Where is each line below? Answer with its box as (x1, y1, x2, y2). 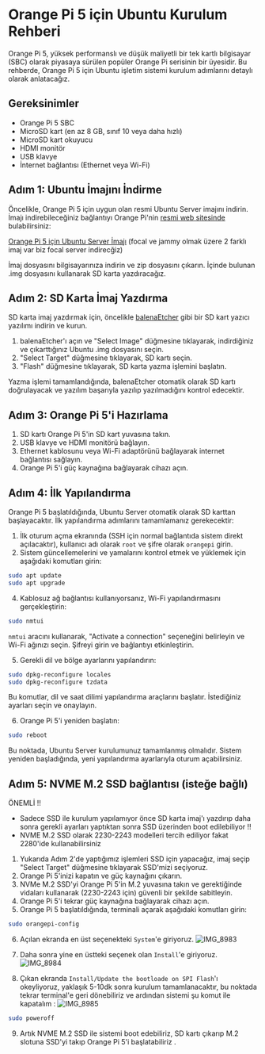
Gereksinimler (8, 97, 80, 110)
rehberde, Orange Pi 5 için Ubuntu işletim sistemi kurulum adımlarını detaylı (8, 65, 253, 75)
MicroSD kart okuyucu (19, 135, 93, 144)
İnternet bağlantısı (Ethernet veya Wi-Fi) (19, 160, 150, 170)
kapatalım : (19, 998, 56, 1008)
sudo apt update (8, 572, 62, 580)
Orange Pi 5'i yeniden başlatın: (19, 716, 120, 726)
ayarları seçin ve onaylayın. (8, 700, 97, 711)
